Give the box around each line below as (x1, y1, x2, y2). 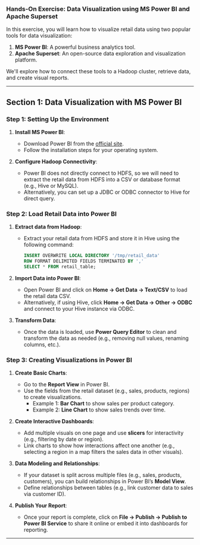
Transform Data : (14, 317, 57, 324)
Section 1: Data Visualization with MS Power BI (6, 97, 182, 107)
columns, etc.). (23, 340, 61, 348)
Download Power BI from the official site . (23, 140, 124, 147)
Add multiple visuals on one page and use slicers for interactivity (23, 429, 184, 436)
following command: (23, 241, 74, 249)
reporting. (23, 527, 49, 534)
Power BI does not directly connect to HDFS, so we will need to (23, 169, 179, 176)
